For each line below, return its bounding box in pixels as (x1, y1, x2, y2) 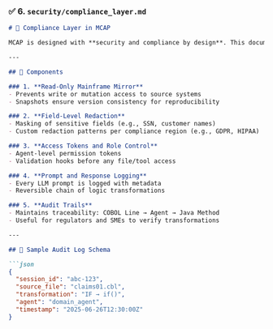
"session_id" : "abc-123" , (15, 276, 104, 284)
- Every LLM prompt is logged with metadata (8, 179, 162, 187)
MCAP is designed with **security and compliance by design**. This (8, 39, 245, 47)
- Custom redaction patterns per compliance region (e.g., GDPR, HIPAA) (8, 127, 260, 135)
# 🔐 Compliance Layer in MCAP (8, 24, 111, 32)
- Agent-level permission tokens (8, 149, 122, 157)
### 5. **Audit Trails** (8, 201, 93, 210)
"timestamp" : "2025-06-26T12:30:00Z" (15, 305, 144, 314)
